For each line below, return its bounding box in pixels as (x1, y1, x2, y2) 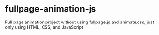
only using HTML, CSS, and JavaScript (5, 24, 83, 30)
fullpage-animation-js (5, 3, 96, 14)
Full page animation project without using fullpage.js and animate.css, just (5, 19, 154, 25)
